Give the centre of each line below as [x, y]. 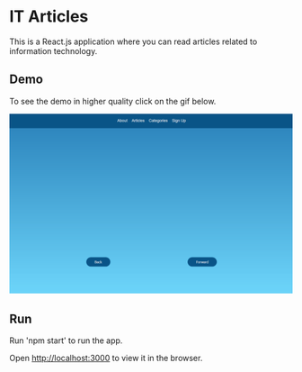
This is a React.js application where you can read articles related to [133, 41]
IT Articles [49, 17]
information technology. [53, 50]
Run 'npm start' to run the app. [66, 340]
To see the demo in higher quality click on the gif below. [113, 101]
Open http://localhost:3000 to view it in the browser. [106, 358]
